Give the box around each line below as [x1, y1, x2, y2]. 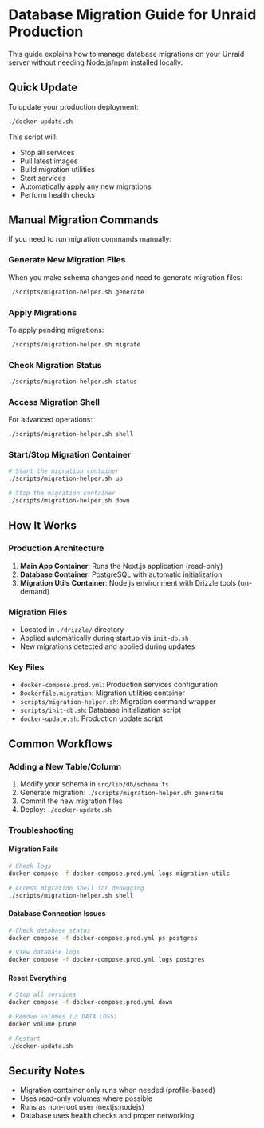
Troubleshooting [8, 824, 74, 835]
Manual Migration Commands [8, 214, 160, 227]
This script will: [8, 132, 58, 142]
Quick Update [8, 81, 78, 94]
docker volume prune [8, 1020, 77, 1029]
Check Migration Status [8, 359, 102, 370]
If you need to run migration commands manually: [8, 234, 171, 244]
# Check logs [8, 862, 52, 870]
